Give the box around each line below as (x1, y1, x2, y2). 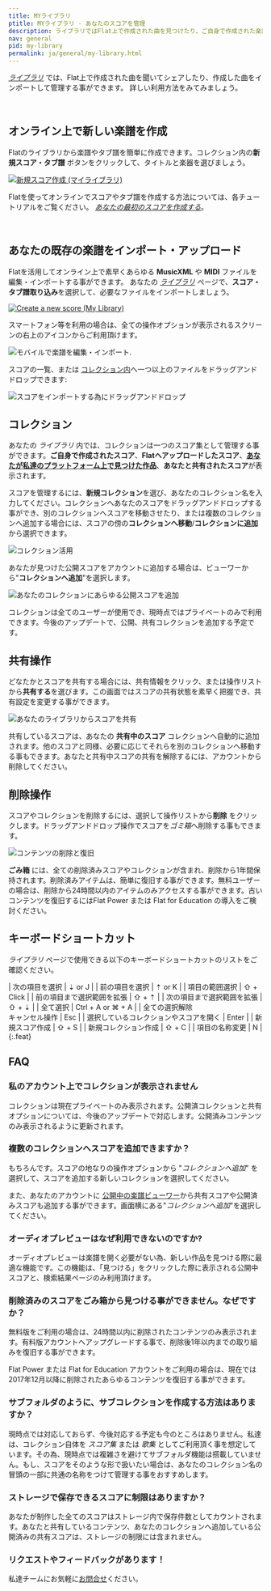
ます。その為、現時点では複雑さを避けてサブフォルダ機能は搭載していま (15, 1449, 255, 1459)
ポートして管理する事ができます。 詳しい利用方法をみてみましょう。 (15, 83, 243, 92)
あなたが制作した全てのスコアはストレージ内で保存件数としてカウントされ (8, 1512, 256, 1521)
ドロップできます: (8, 374, 68, 384)
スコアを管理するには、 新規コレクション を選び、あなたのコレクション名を (8, 488, 256, 498)
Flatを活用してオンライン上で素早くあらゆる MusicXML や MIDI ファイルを (8, 266, 257, 276)
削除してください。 (8, 762, 73, 771)
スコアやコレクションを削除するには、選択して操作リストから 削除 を (8, 811, 236, 821)
